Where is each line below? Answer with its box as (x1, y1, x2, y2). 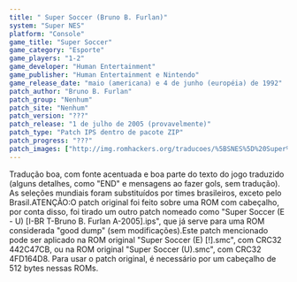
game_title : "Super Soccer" (9, 37, 113, 47)
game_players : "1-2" (9, 54, 86, 63)
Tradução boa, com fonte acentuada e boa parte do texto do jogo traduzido (9, 169, 285, 179)
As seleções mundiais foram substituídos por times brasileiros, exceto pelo (9, 187, 282, 198)
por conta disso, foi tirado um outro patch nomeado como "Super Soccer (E (9, 206, 286, 217)
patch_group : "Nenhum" (9, 95, 93, 104)
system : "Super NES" (9, 21, 86, 30)
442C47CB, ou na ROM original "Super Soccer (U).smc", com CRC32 (9, 244, 262, 255)
